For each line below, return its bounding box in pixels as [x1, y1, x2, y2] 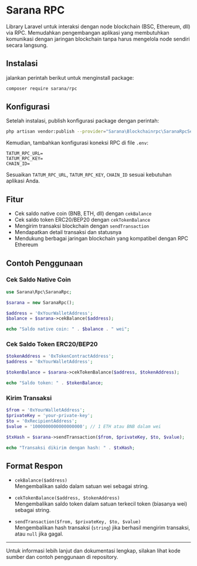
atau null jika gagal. [14, 530, 63, 537]
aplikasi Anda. [6, 177, 40, 185]
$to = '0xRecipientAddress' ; [6, 418, 77, 424]
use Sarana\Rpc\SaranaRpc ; [6, 289, 72, 295]
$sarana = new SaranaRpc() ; [6, 300, 75, 306]
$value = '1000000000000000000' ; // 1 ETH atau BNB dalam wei [6, 423, 161, 429]
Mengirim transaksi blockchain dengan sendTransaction [14, 222, 150, 229]
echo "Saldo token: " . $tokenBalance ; [6, 380, 104, 386]
